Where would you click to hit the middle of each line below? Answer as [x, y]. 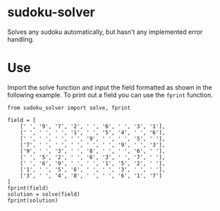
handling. [21, 39]
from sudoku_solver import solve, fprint [69, 108]
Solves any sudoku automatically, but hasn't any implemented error [105, 32]
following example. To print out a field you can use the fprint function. [110, 95]
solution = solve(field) [44, 194]
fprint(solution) [33, 200]
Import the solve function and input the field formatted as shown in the [110, 87]
